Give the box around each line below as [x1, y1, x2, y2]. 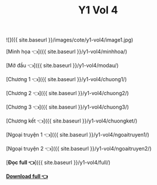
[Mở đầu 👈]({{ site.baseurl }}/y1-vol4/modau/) [6, 62, 118, 69]
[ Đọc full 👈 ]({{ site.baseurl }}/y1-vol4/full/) [6, 159, 111, 166]
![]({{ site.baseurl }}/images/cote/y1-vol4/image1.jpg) [6, 36, 134, 44]
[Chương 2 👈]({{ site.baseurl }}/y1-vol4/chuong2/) [6, 90, 130, 97]
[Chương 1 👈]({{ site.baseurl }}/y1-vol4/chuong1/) [6, 76, 127, 83]
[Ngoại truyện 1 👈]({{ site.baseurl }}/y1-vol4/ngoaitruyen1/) [6, 131, 150, 138]
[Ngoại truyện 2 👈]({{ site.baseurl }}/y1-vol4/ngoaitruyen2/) [6, 145, 152, 152]
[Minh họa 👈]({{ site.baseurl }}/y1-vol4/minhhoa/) [6, 48, 127, 55]
